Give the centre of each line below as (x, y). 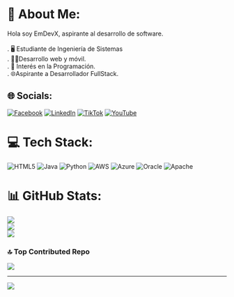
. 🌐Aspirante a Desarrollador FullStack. (63, 73)
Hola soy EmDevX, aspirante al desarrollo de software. (85, 33)
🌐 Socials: (30, 96)
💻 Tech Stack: (50, 142)
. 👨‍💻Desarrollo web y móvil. (47, 59)
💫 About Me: (44, 14)
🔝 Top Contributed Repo (49, 252)
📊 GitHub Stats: (55, 196)
